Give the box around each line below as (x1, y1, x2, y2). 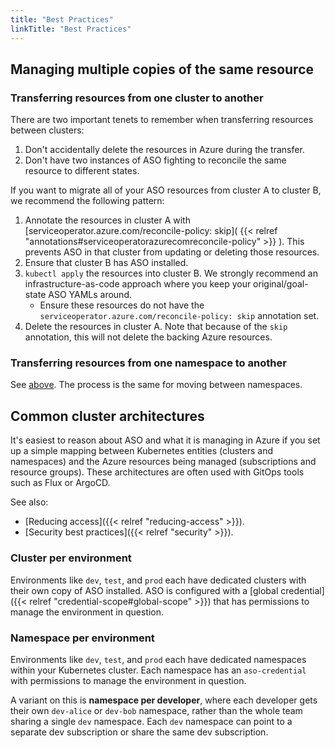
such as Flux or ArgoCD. (10, 477, 111, 489)
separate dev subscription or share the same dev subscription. (10, 726, 269, 738)
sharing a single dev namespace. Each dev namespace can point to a (10, 715, 293, 727)
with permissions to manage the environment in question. (10, 674, 247, 686)
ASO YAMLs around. (48, 289, 132, 301)
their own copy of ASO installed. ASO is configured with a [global (10, 584, 279, 596)
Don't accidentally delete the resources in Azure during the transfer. (24, 144, 305, 156)
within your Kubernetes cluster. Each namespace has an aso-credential (10, 664, 307, 676)
